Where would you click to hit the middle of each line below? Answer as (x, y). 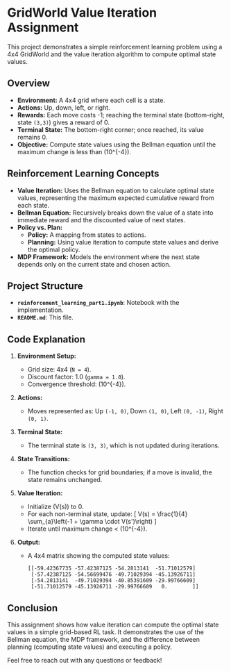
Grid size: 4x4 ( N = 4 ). (59, 370)
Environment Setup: (46, 356)
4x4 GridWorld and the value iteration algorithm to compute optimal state (112, 54)
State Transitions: (44, 459)
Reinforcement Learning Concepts (83, 174)
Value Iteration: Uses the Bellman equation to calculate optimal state (115, 190)
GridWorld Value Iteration (82, 13)
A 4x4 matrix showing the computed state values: (99, 556)
